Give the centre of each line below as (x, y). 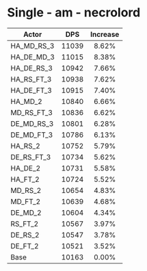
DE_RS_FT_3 (31, 157)
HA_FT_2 (25, 179)
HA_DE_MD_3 (32, 57)
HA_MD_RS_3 (32, 46)
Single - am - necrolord (74, 13)
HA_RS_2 (25, 146)
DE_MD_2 (26, 212)
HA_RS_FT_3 (31, 79)
